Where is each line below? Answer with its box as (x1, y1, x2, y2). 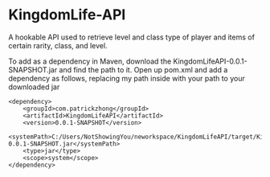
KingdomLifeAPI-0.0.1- (173, 56, 247, 66)
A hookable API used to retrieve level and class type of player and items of (8, 32, 256, 42)
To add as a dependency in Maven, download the (8, 56, 172, 66)
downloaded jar (8, 82, 60, 92)
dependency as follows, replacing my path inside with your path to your (8, 73, 245, 83)
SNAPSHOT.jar (8, 64, 58, 74)
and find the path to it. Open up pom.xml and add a (59, 64, 228, 74)
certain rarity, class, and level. (8, 40, 108, 50)
